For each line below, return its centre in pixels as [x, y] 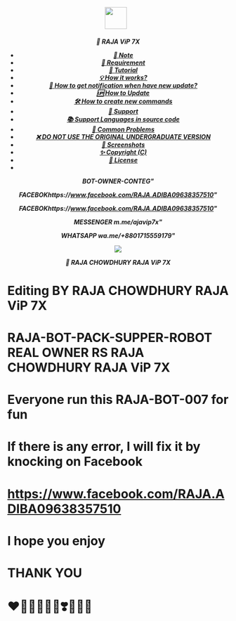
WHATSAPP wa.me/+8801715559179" [118, 235]
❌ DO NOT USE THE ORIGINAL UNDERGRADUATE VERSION [123, 136]
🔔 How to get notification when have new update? [123, 85]
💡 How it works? [123, 77]
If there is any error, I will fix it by [104, 447]
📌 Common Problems [123, 129]
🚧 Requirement [123, 63]
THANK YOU [45, 573]
